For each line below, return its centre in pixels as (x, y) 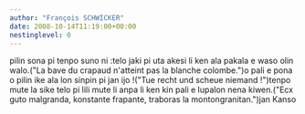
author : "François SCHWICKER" (67, 18)
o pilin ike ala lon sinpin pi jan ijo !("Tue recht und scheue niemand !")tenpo (150, 80)
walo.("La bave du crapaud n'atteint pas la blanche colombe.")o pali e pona (151, 70)
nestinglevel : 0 (40, 35)
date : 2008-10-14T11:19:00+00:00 (73, 26)
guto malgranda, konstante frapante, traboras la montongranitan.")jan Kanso (153, 99)
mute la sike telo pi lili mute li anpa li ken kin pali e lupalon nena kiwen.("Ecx (152, 90)
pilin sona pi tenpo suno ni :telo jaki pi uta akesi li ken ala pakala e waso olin (152, 61)
